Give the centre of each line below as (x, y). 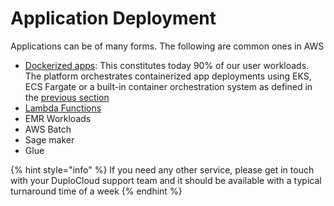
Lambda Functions (63, 108)
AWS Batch (48, 129)
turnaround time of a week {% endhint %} (96, 191)
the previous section (67, 97)
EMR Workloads (58, 118)
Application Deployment (113, 18)
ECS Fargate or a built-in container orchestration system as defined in (168, 86)
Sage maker (49, 139)
